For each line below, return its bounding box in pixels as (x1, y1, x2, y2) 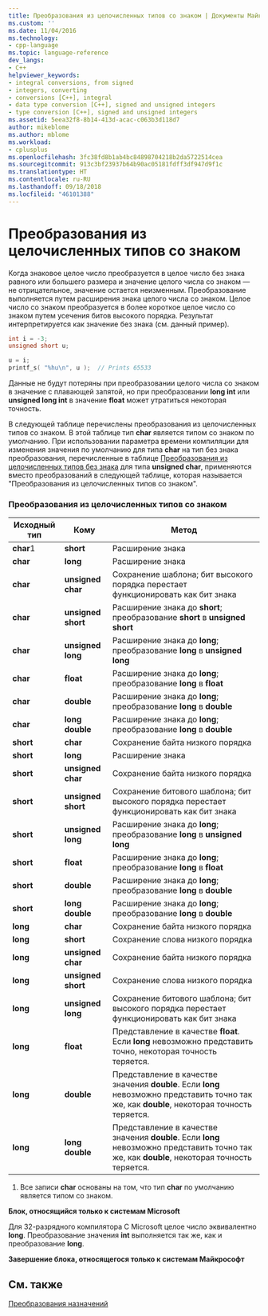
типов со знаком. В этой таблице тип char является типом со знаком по (8, 428, 254, 438)
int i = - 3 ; (8, 334, 48, 342)
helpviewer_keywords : (8, 71, 81, 79)
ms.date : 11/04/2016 (8, 26, 77, 34)
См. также (8, 1278, 64, 1291)
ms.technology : (8, 34, 59, 42)
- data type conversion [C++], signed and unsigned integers (8, 101, 216, 109)
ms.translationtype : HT (8, 168, 88, 176)
